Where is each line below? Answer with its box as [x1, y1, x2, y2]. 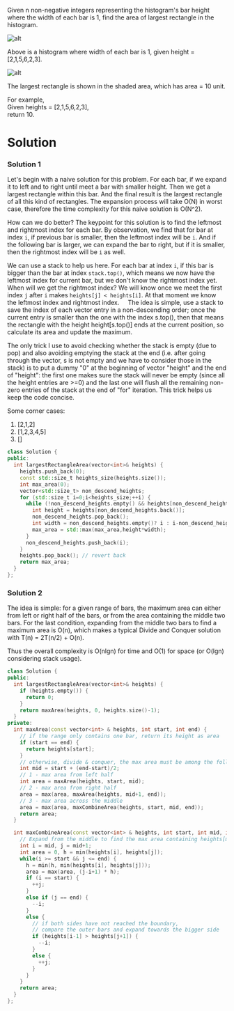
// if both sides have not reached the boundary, [32, 920, 179, 927]
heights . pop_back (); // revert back [19, 552, 127, 559]
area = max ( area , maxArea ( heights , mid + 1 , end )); [19, 790, 167, 798]
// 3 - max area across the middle [19, 797, 123, 804]
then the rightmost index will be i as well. [7, 248, 126, 256]
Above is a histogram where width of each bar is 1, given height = [7, 48, 195, 56]
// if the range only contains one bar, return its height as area [19, 732, 219, 740]
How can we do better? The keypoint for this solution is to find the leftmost [7, 219, 221, 227]
